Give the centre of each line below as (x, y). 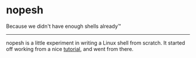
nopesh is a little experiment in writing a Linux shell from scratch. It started (96, 43)
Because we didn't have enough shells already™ (64, 26)
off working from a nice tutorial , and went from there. (70, 49)
